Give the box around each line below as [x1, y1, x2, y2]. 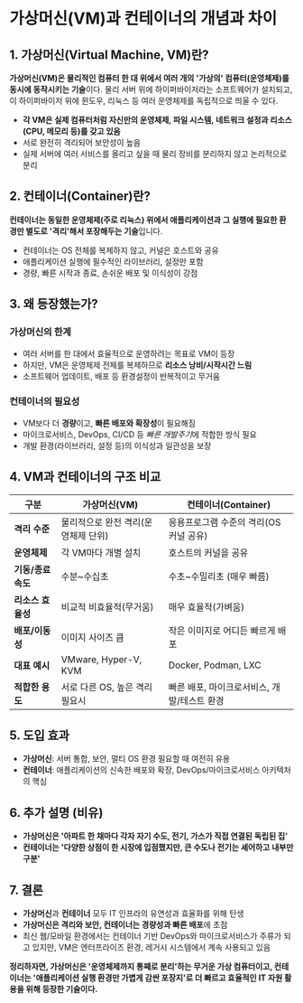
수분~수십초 [60, 570, 109, 583]
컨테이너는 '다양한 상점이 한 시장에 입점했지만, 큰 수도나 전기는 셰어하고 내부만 [22, 842, 294, 853]
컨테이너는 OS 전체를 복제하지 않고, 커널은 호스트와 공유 [22, 245, 219, 256]
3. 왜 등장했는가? [9, 296, 99, 312]
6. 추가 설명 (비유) [9, 805, 104, 820]
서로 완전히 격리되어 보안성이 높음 [22, 137, 142, 147]
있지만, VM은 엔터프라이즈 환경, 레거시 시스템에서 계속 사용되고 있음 [32, 942, 271, 953]
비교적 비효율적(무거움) [60, 600, 154, 613]
